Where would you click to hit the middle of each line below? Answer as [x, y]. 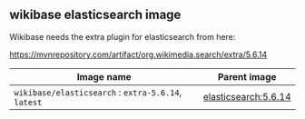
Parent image [247, 76]
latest [28, 102]
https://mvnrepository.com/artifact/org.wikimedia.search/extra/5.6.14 [138, 55]
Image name [104, 76]
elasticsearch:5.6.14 [247, 96]
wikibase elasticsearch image [95, 15]
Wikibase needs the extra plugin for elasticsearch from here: [123, 36]
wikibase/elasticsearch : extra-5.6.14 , [98, 92]
